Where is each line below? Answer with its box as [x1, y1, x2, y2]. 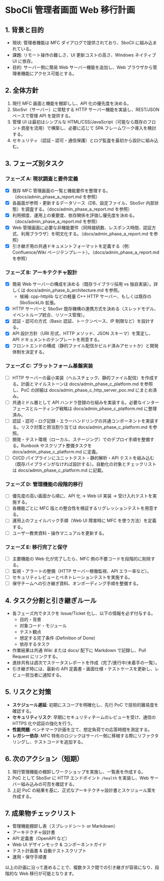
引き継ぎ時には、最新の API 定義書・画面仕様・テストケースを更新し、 [12, 665, 155, 671]
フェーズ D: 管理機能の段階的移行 [5, 480, 83, 487]
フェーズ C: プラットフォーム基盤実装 [5, 363, 93, 369]
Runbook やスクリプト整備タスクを [21, 442, 92, 448]
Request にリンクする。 [12, 653, 60, 659]
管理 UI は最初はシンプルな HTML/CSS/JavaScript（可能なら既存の [12, 119, 148, 125]
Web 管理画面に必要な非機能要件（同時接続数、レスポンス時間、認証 [12, 224, 152, 230]
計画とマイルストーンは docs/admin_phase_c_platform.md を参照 [21, 381, 153, 387]
